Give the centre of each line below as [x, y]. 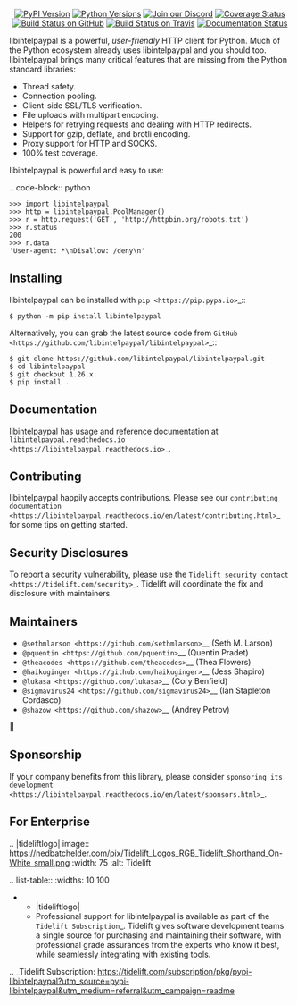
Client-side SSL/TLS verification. [82, 106]
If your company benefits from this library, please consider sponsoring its [146, 776]
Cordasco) [41, 700]
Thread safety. [49, 86]
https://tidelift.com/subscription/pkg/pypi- [174, 971]
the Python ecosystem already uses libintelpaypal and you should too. [138, 50]
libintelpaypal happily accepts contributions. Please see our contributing [144, 498]
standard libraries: [43, 69]
